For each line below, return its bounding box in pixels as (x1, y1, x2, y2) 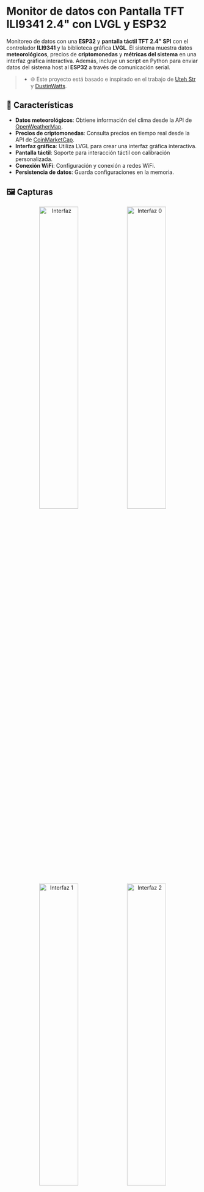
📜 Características (6, 100, 74, 111)
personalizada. (15, 155, 53, 163)
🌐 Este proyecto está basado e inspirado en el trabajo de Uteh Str (30, 75, 196, 83)
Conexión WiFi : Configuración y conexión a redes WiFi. (15, 162, 156, 169)
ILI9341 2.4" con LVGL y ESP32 (6, 17, 167, 31)
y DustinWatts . (30, 82, 67, 89)
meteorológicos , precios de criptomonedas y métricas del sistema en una (6, 50, 197, 58)
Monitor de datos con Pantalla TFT (6, 4, 184, 18)
